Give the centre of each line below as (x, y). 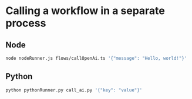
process (26, 23)
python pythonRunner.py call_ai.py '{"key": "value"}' (74, 90)
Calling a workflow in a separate (85, 11)
